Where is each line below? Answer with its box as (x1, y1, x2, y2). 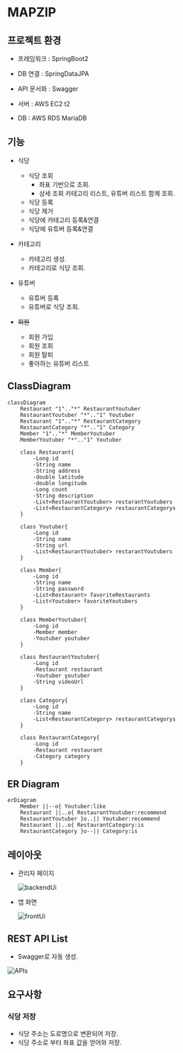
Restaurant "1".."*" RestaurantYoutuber (20, 405, 141, 412)
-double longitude (33, 479, 87, 486)
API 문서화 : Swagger (17, 84, 79, 93)
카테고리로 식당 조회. (28, 263, 86, 272)
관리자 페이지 (17, 869, 55, 878)
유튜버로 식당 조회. (28, 302, 80, 311)
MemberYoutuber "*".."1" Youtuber (20, 436, 122, 443)
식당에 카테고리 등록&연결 (28, 216, 99, 224)
